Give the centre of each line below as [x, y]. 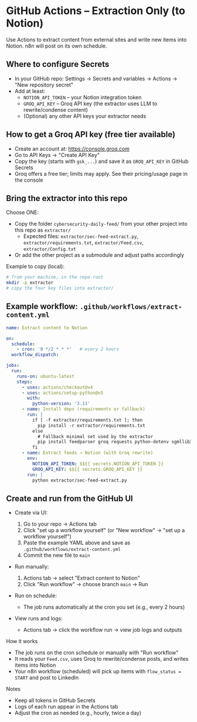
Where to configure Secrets [58, 64]
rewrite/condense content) [55, 109]
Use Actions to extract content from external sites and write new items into [96, 39]
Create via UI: [31, 513]
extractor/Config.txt [50, 249]
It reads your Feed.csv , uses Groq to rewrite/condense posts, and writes [101, 659]
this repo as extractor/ [43, 230]
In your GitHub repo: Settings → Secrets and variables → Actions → [96, 78]
